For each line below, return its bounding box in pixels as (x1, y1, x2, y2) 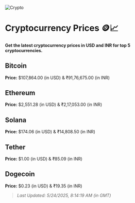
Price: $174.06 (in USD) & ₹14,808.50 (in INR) (5, 129, 96, 135)
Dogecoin (5, 170, 35, 178)
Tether (5, 143, 26, 151)
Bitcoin (5, 61, 27, 70)
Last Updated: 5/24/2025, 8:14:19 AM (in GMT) (17, 192, 111, 198)
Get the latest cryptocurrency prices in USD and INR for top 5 (5, 42, 131, 48)
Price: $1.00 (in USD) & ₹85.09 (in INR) (5, 156, 83, 162)
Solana (5, 116, 27, 124)
